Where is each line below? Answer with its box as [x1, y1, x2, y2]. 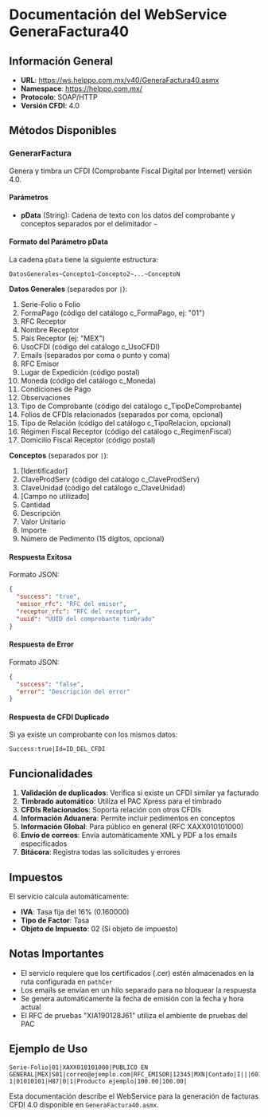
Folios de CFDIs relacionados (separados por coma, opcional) [20, 410, 223, 419]
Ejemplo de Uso [9, 1042, 88, 1056]
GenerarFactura [9, 147, 72, 159]
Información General [9, 54, 114, 68]
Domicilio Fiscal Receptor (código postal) [20, 435, 156, 445]
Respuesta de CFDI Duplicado [9, 712, 110, 722]
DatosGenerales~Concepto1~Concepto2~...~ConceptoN [9, 270, 181, 278]
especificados [20, 839, 68, 848]
